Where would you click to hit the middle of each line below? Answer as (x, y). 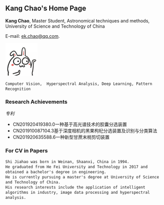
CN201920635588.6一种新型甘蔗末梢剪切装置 (61, 137)
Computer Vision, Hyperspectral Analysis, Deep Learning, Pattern (79, 84)
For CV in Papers (27, 150)
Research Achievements (36, 102)
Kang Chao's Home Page (46, 8)
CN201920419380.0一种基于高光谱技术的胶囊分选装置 (70, 124)
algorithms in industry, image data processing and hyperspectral (78, 193)
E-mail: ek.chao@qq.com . (33, 36)
